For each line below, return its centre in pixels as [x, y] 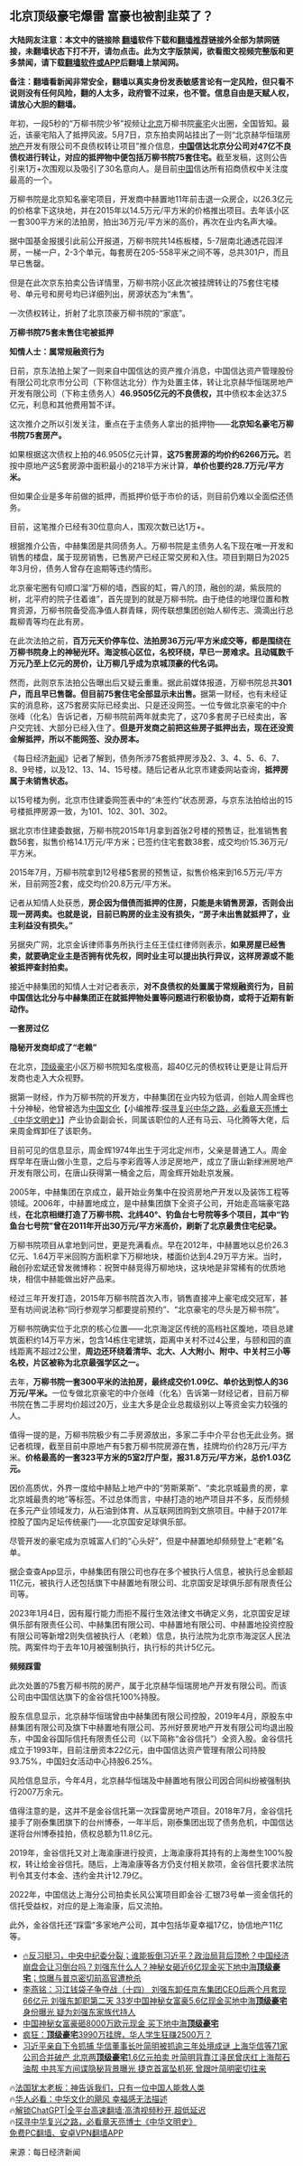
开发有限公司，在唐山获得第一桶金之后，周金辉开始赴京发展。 [124, 1172]
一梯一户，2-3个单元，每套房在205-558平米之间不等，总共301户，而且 [157, 252]
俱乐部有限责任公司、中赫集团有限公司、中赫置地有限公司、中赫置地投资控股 [151, 1624]
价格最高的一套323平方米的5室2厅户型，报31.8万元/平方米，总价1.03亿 [158, 1457]
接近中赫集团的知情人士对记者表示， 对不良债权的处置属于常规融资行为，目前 [151, 986]
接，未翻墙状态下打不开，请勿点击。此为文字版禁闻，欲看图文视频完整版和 [147, 51]
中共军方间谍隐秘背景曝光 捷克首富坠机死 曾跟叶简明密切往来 [153, 2068]
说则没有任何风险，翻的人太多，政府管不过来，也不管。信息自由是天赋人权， [151, 92]
